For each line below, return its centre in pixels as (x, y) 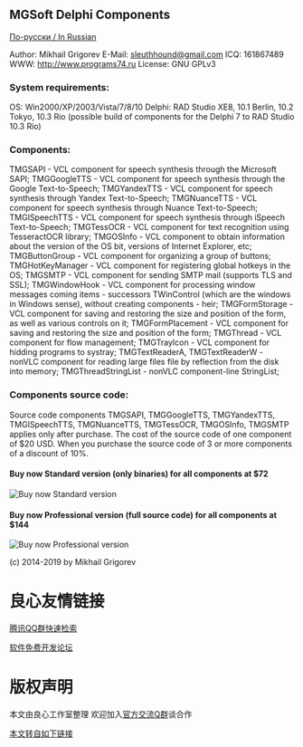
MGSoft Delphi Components (90, 15)
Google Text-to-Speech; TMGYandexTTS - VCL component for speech (141, 188)
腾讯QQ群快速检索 (43, 628)
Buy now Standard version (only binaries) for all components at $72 (139, 474)
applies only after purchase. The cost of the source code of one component (151, 434)
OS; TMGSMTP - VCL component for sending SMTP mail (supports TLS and (151, 275)
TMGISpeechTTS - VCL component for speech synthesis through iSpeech (147, 217)
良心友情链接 (57, 602)
